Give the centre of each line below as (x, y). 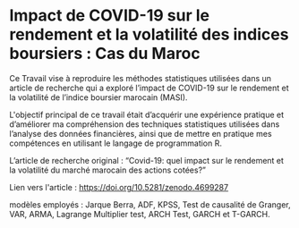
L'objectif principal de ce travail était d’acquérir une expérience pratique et (147, 114)
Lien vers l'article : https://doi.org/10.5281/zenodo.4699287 (119, 187)
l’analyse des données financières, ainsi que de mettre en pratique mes (141, 133)
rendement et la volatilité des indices (149, 34)
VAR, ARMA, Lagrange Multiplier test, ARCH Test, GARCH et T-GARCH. (140, 214)
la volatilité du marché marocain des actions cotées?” (107, 170)
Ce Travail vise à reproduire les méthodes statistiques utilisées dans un (140, 78)
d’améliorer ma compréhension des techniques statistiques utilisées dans (145, 124)
